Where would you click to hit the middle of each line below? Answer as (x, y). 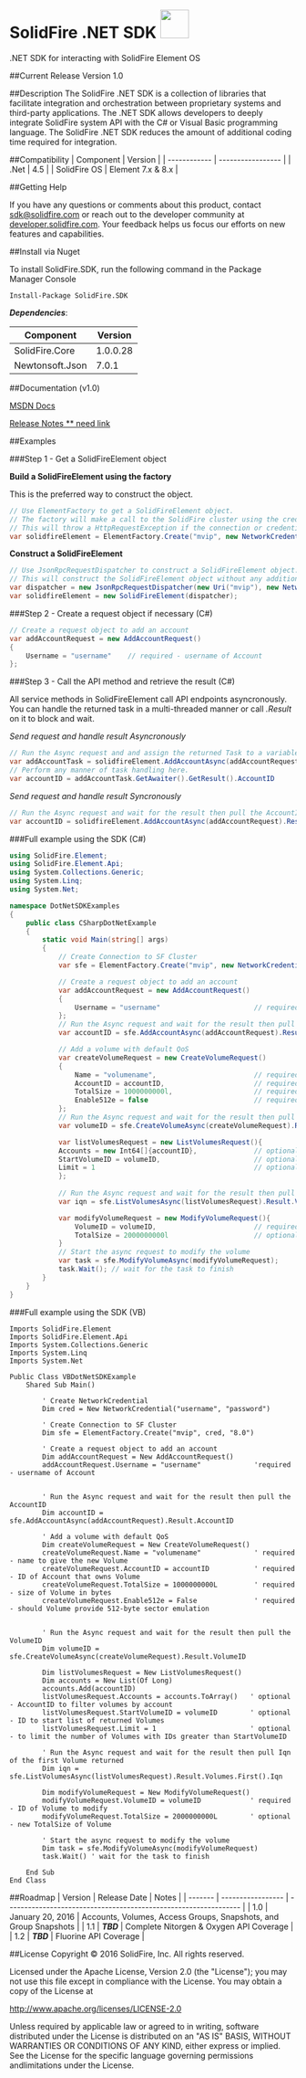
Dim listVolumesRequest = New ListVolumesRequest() (143, 1672)
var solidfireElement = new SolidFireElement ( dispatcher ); (124, 596)
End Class (28, 1880)
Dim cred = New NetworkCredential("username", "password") (157, 1408)
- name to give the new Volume (69, 1561)
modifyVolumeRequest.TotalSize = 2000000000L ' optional (167, 1816)
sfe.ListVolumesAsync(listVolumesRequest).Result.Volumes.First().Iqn (146, 1777)
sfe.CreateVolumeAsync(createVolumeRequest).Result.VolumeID (128, 1656)
